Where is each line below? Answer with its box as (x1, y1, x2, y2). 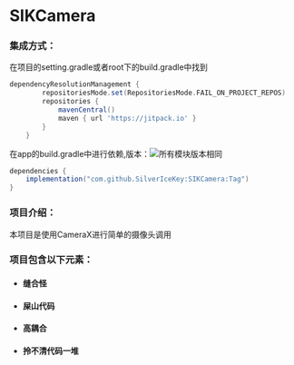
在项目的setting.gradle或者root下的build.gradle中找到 (9, 62, 209, 73)
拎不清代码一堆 (22, 345, 79, 356)
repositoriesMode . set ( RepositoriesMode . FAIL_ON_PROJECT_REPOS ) (42, 88, 286, 98)
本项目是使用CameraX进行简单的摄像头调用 (9, 229, 172, 240)
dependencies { (9, 166, 67, 175)
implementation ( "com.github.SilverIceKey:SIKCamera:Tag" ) (25, 174, 250, 184)
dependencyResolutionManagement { (9, 80, 141, 89)
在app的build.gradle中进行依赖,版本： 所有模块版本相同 (9, 148, 223, 159)
